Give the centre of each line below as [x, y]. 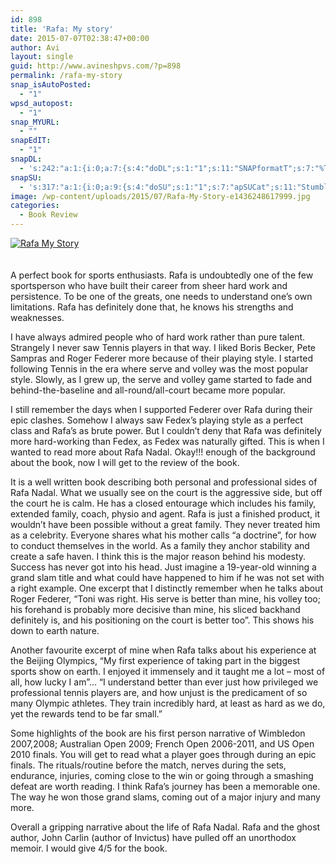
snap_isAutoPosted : [51, 85]
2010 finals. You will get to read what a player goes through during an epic [163, 754]
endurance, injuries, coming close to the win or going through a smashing [162, 775]
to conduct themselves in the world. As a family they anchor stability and [160, 545]
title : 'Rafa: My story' [62, 29]
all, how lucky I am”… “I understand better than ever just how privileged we [164, 682]
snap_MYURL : [35, 122]
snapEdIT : [31, 141]
